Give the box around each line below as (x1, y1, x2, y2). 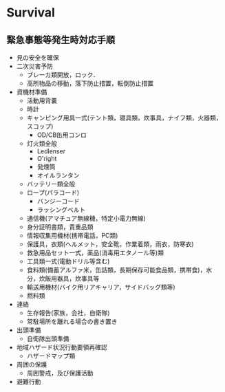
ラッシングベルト (36, 206, 86, 214)
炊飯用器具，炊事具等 (39, 274, 100, 283)
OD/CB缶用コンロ (36, 131, 87, 139)
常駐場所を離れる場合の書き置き (26, 318, 118, 325)
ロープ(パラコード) (26, 188, 80, 197)
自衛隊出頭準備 (26, 335, 69, 342)
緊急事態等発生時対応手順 (6, 34, 115, 45)
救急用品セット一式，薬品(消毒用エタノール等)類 (26, 249, 164, 257)
